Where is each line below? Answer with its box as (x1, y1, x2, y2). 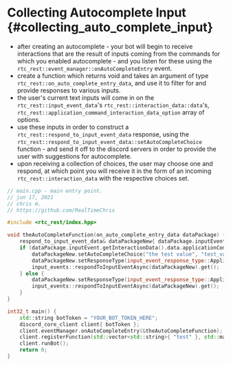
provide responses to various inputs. (16, 86, 121, 94)
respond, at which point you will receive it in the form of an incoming (16, 167, 212, 175)
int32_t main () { (7, 308, 57, 315)
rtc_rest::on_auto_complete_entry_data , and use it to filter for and (16, 79, 206, 87)
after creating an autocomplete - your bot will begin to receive (16, 42, 193, 50)
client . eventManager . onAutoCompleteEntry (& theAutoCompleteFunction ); (19, 327, 223, 334)
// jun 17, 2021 (7, 194, 54, 201)
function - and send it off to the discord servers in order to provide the (16, 145, 217, 153)
